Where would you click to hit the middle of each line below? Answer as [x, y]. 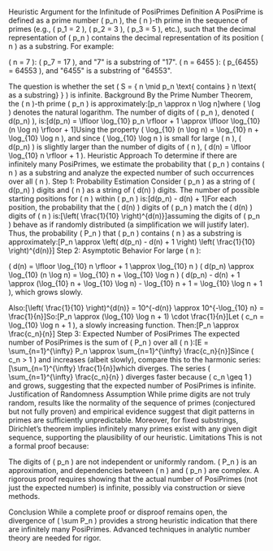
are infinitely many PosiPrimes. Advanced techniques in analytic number [129, 529]
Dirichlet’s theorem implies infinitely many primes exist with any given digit [133, 429]
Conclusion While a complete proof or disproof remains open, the [118, 512]
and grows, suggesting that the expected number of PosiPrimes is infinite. [132, 386]
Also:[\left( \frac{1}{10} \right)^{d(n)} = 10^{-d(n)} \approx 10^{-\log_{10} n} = [136, 308]
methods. [24, 496]
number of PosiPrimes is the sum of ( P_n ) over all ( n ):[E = [108, 342]
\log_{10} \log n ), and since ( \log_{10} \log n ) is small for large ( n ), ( [125, 138]
